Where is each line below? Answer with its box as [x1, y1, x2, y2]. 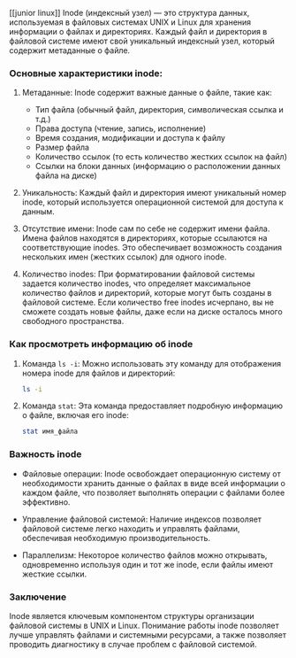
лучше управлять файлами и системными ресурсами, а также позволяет [9, 629, 287, 640]
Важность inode [9, 448, 82, 461]
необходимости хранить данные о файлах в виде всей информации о [21, 477, 285, 488]
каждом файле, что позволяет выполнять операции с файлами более [21, 487, 285, 498]
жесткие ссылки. [21, 569, 87, 579]
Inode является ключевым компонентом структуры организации [9, 610, 254, 621]
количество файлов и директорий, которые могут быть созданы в [21, 288, 272, 298]
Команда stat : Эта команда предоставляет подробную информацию [21, 400, 284, 411]
